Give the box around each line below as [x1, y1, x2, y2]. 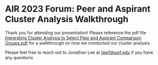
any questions [5, 54, 33, 60]
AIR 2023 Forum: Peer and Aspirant [5, 3, 151, 15]
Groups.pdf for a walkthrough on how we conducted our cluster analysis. [5, 40, 151, 46]
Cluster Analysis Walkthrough [5, 14, 128, 25]
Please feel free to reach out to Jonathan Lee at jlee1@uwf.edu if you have [5, 49, 154, 55]
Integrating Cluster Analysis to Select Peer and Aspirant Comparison [5, 35, 142, 41]
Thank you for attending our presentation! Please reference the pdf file [5, 30, 146, 35]
